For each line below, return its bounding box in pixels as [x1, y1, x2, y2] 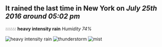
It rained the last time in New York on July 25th [5, 4, 157, 13]
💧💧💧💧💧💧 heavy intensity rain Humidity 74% [5, 26, 92, 32]
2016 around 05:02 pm [5, 12, 80, 21]
